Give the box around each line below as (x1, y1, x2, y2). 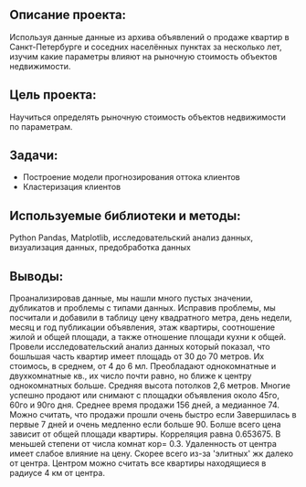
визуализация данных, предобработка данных (9, 242, 192, 253)
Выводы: (9, 269, 64, 284)
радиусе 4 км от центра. (9, 468, 105, 479)
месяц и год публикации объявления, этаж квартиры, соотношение (9, 322, 276, 333)
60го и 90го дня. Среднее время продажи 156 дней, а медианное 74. (9, 399, 280, 410)
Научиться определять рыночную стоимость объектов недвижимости (9, 111, 286, 122)
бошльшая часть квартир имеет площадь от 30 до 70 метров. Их (9, 351, 265, 362)
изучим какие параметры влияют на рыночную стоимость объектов (9, 50, 278, 62)
